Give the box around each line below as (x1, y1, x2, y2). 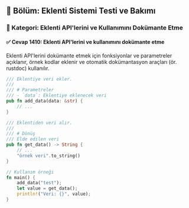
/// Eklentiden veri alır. (6, 120, 73, 126)
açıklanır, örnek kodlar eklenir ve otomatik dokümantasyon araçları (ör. (6, 58, 177, 65)
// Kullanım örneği (6, 169, 54, 175)
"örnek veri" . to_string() (17, 152, 81, 159)
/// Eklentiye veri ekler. (6, 76, 73, 82)
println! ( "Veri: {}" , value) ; (17, 191, 92, 197)
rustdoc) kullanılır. (6, 65, 50, 72)
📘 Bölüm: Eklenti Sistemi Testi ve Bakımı (6, 6, 156, 16)
